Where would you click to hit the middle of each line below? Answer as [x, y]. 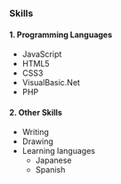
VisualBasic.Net [51, 83]
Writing [35, 132]
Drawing [37, 141]
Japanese [54, 160]
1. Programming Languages [61, 35]
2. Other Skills [36, 112]
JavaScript [42, 54]
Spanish [50, 170]
